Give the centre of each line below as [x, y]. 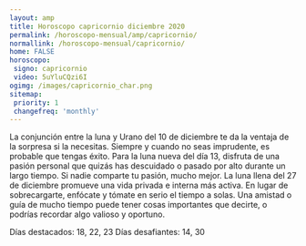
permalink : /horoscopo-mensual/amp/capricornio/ [103, 35]
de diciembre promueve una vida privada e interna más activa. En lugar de [149, 185]
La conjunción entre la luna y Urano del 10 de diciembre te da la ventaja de [149, 137]
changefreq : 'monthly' [56, 111]
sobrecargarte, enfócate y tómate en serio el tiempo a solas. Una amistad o [151, 195]
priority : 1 [36, 102]
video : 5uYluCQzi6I [51, 77]
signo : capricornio [51, 69]
